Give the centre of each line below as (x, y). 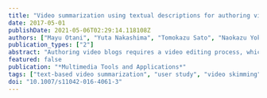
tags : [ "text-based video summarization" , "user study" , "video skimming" (135, 74)
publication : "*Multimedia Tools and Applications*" (97, 67)
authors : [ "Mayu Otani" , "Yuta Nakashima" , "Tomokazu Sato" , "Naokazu (128, 38)
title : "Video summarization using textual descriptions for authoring (129, 15)
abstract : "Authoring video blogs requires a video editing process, (126, 52)
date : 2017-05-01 (37, 23)
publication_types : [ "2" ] (51, 45)
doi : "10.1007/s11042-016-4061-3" (66, 81)
